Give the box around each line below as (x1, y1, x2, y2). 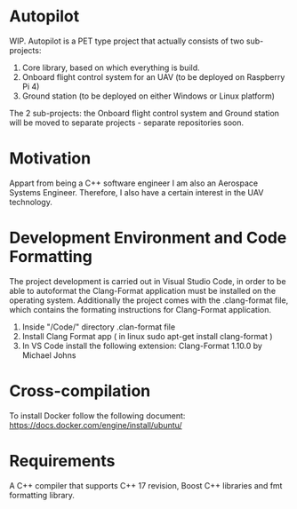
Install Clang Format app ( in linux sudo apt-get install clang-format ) (21, 330, 273, 341)
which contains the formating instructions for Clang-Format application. (9, 304, 271, 314)
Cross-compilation (9, 381, 151, 401)
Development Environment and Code (9, 228, 287, 248)
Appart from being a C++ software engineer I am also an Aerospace (9, 178, 259, 188)
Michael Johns (21, 349, 76, 361)
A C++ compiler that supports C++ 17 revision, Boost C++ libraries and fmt (9, 480, 283, 490)
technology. (9, 196, 53, 207)
